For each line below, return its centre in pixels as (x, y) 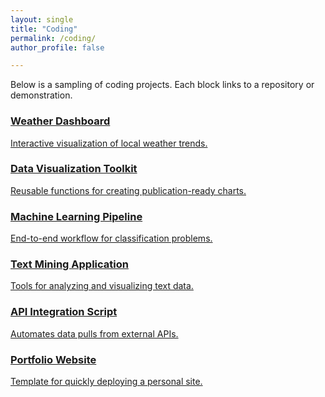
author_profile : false (57, 47)
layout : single (42, 19)
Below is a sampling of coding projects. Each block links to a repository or (162, 85)
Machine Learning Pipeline (76, 216)
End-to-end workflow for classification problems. (111, 238)
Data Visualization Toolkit (74, 169)
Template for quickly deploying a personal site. (106, 382)
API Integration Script (64, 312)
